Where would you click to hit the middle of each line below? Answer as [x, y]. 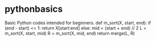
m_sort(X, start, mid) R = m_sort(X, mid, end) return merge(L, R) [70, 33]
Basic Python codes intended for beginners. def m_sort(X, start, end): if [78, 23]
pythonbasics [34, 9]
